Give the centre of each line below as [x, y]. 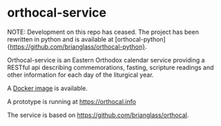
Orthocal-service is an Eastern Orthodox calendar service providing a [106, 60]
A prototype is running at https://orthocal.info [72, 101]
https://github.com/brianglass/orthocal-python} [77, 46]
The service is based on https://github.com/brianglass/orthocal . [98, 115]
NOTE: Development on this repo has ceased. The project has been [103, 32]
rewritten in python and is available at [60, 39]
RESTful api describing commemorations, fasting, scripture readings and [110, 67]
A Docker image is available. [47, 88]
